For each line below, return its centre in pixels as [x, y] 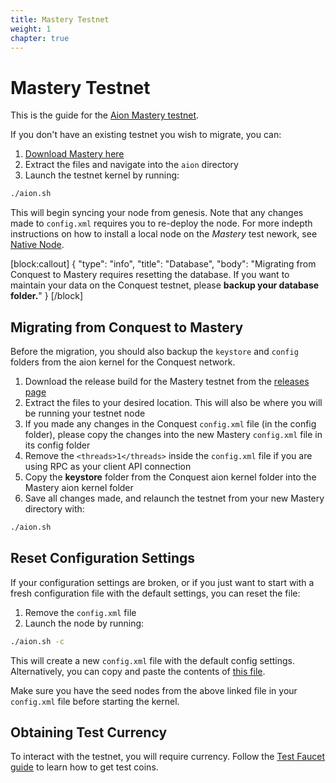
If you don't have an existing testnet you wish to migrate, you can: [146, 135]
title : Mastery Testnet [60, 19]
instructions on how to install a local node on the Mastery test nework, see [164, 234]
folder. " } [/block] [46, 296]
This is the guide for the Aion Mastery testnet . [105, 115]
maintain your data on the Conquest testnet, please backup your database [165, 285]
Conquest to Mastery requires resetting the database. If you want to [150, 275]
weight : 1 [31, 29]
